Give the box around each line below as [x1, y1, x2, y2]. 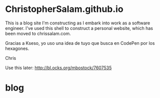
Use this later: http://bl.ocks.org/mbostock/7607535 [5, 65, 112, 71]
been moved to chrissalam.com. [5, 30, 71, 36]
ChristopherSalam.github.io [5, 3, 124, 15]
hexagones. [5, 45, 29, 51]
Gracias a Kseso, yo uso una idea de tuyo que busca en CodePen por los [5, 40, 155, 46]
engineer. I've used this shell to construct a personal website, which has [5, 25, 154, 31]
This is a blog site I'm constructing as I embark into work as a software [5, 20, 151, 26]
